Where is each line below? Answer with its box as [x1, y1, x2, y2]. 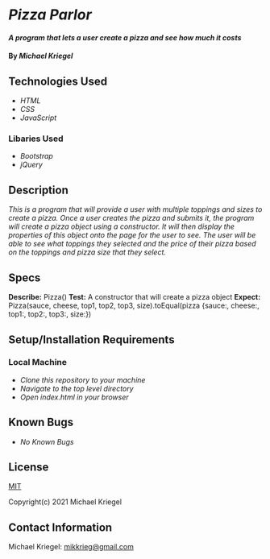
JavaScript [19, 113, 57, 122]
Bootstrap [19, 151, 54, 161]
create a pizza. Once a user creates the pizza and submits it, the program [8, 213, 255, 223]
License [8, 461, 49, 474]
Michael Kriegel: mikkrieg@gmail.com [8, 542, 135, 552]
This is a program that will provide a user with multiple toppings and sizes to [8, 205, 263, 214]
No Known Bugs [19, 437, 74, 446]
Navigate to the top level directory [19, 383, 135, 393]
